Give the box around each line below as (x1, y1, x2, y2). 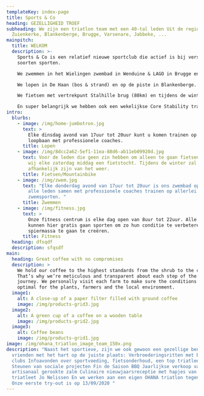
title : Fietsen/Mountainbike (22, 171, 97, 177)
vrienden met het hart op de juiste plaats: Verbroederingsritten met (12, 352, 194, 358)
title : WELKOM (12, 43, 47, 49)
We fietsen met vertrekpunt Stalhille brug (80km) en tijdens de (17, 92, 186, 99)
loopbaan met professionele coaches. (28, 137, 123, 143)
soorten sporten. (17, 60, 61, 66)
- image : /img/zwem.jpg (17, 177, 78, 183)
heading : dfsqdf (12, 239, 53, 245)
